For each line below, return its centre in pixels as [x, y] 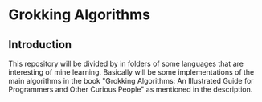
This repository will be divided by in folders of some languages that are [126, 63]
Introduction [40, 45]
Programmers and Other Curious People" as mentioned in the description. [131, 89]
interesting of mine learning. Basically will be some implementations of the [131, 72]
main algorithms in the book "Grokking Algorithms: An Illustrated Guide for [131, 81]
